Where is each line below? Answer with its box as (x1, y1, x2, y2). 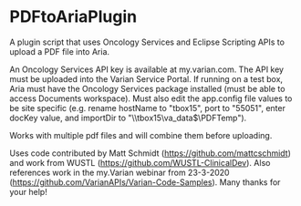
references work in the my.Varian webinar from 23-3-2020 (9, 167, 230, 178)
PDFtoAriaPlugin (9, 6, 138, 27)
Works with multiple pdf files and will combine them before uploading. (9, 129, 273, 140)
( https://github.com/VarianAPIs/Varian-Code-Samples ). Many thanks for (9, 176, 281, 188)
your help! (9, 186, 47, 197)
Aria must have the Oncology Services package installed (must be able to (9, 83, 285, 94)
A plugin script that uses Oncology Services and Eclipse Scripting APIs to (9, 36, 285, 47)
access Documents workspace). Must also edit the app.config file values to (9, 93, 293, 104)
